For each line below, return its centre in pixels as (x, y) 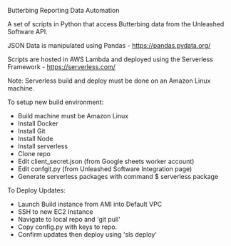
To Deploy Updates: (36, 190)
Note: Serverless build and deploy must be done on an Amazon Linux (109, 81)
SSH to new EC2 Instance (55, 212)
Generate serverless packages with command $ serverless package (118, 176)
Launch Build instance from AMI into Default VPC (90, 204)
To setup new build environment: (56, 102)
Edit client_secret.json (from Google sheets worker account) (106, 161)
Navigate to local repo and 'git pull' (69, 219)
